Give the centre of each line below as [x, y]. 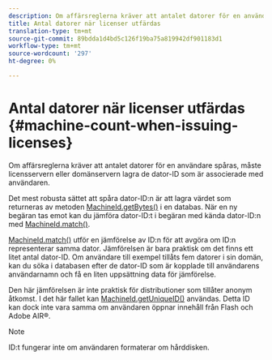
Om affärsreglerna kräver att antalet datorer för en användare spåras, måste [135, 165]
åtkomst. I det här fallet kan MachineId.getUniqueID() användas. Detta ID [129, 298]
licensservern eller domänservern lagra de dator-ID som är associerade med [136, 174]
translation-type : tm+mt [50, 31]
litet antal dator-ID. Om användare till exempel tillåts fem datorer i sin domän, [136, 257]
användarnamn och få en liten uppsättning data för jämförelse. [113, 274]
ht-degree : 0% [32, 62]
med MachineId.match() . [49, 224]
